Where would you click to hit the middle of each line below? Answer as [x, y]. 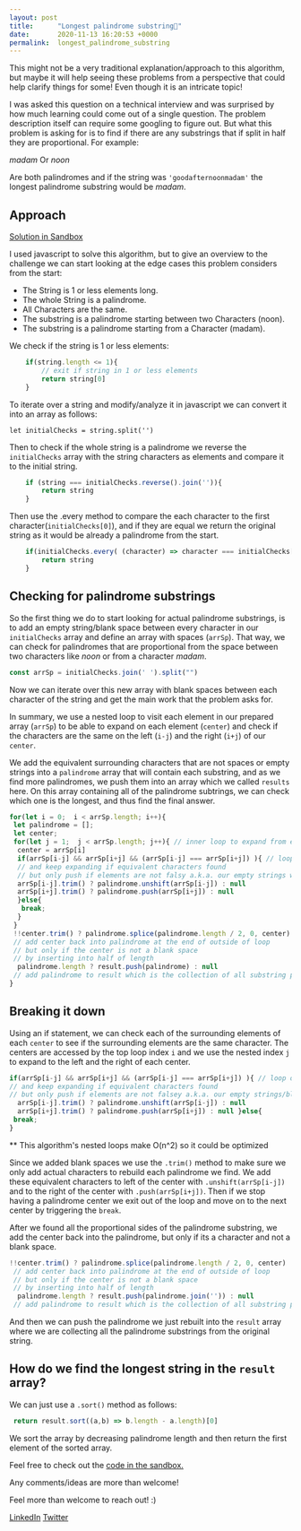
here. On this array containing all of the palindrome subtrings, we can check [149, 791]
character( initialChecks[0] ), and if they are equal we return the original [142, 526]
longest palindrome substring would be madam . [98, 187]
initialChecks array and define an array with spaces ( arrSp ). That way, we [147, 636]
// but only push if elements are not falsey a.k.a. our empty [130, 1094]
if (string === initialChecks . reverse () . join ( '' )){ [124, 482]
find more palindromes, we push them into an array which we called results [150, 782]
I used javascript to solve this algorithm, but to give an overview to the [139, 254]
